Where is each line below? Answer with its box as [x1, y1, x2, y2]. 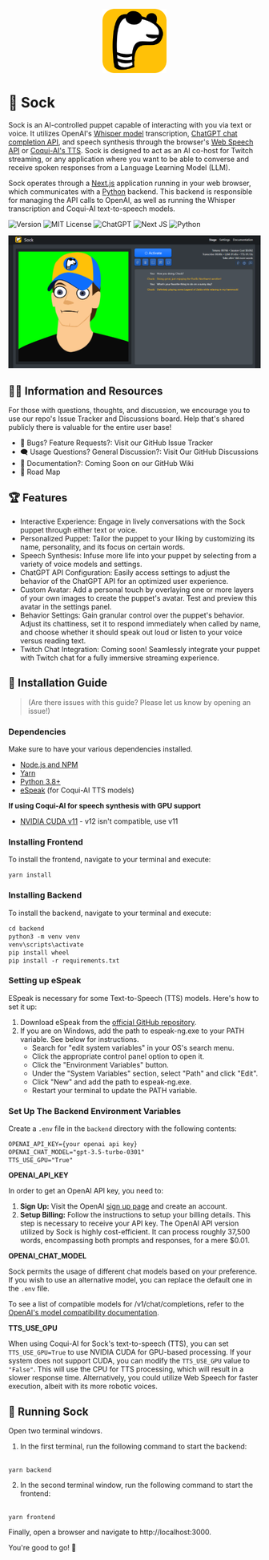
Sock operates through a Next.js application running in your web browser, [8, 178, 251, 188]
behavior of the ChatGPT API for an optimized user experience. [19, 576, 229, 586]
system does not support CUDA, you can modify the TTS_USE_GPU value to [8, 1356, 251, 1366]
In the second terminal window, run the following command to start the [19, 1480, 254, 1489]
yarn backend [8, 1465, 52, 1474]
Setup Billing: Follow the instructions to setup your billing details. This [19, 1210, 251, 1220]
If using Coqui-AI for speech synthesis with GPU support [8, 800, 202, 810]
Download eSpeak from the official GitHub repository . [19, 1017, 197, 1027]
